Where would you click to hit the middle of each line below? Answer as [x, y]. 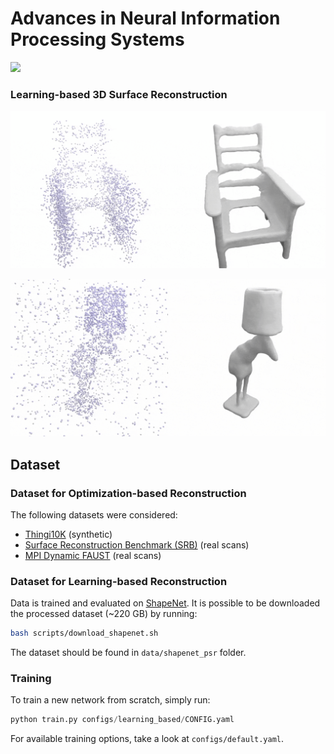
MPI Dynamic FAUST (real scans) [93, 555]
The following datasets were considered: [94, 514]
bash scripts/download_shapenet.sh [84, 633]
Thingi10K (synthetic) [68, 534]
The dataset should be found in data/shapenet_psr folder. [128, 653]
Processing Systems [97, 39]
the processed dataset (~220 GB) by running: [104, 614]
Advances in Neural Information [145, 18]
